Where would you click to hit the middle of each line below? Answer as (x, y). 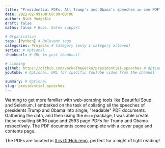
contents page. (20, 131)
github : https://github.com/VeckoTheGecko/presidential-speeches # (76, 68)
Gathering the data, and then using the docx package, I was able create (77, 115)
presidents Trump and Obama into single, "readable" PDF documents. (76, 110)
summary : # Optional (26, 82)
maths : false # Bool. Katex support (42, 28)
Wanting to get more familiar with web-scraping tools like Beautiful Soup (78, 100)
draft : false (18, 23)
